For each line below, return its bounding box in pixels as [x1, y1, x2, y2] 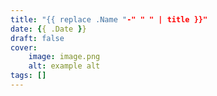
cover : [10, 42, 38, 53]
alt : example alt [28, 61, 101, 71]
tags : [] [10, 71, 47, 81]
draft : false [10, 33, 65, 43]
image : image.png [28, 52, 101, 62]
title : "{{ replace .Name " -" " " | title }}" [10, 14, 208, 25]
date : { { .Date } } [10, 24, 87, 34]
